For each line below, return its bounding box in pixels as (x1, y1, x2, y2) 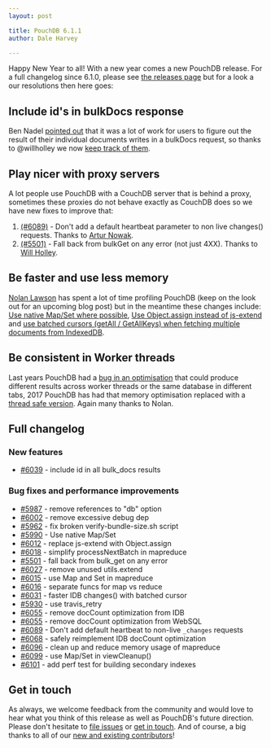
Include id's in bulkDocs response (8, 104, 185, 118)
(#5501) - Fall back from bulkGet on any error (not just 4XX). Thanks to (20, 239, 258, 248)
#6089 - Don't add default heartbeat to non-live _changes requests (20, 624, 244, 635)
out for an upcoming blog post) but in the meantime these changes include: (8, 301, 262, 311)
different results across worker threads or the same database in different (8, 381, 252, 391)
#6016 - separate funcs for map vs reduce (20, 581, 163, 591)
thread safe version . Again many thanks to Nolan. (8, 398, 174, 408)
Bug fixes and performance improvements (8, 485, 179, 496)
